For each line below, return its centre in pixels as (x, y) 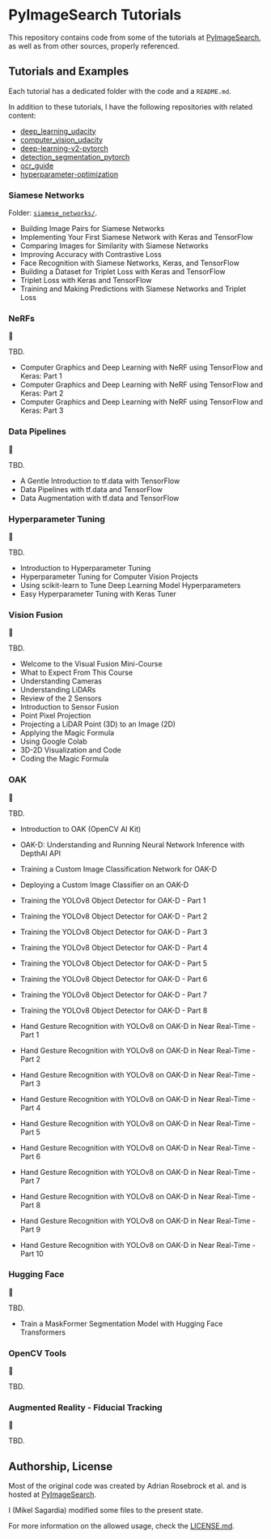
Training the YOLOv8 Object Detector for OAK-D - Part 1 (113, 900)
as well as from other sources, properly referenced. (94, 45)
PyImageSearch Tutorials (95, 15)
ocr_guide (37, 165)
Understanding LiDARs (58, 690)
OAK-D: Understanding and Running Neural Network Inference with (132, 844)
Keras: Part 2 (42, 393)
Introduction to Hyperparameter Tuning (85, 568)
